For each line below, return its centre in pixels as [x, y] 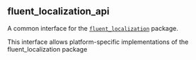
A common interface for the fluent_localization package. [93, 28]
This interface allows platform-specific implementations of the [98, 42]
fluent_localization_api [58, 12]
